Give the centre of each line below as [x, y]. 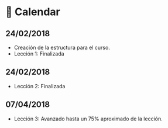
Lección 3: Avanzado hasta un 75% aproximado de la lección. [88, 119]
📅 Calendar [33, 12]
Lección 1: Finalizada [39, 54]
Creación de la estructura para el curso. [62, 47]
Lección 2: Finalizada [40, 86]
